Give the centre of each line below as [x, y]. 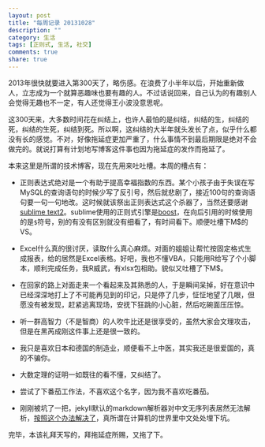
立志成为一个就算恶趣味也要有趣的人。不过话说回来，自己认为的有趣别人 [139, 92]
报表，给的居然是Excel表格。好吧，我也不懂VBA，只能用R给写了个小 [138, 258]
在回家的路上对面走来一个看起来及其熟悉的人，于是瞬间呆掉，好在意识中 [137, 285]
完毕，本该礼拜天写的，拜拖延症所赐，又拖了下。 [88, 434]
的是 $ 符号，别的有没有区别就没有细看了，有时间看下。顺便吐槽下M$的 [134, 222]
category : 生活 [32, 37]
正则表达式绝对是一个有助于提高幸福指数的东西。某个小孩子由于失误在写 [137, 182]
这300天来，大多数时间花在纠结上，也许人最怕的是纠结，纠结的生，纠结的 [129, 119]
